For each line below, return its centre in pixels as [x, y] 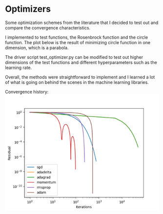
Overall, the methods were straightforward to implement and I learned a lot [80, 77]
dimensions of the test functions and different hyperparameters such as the [81, 62]
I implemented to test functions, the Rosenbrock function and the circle [76, 37]
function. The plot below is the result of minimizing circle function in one [78, 42]
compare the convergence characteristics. [48, 27]
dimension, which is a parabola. [37, 48]
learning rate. [19, 68]
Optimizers [28, 9]
